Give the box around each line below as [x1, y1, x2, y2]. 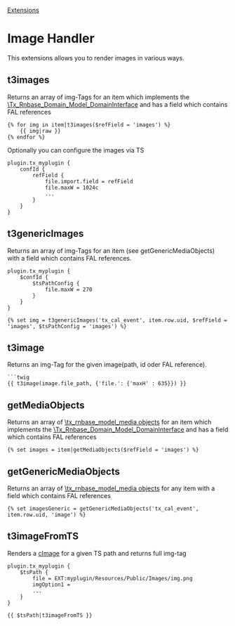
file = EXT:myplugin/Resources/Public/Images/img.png [32, 575, 193, 582]
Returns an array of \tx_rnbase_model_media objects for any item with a [7, 484, 215, 493]
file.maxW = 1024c [44, 184, 99, 191]
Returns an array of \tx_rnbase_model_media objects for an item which [7, 418, 212, 426]
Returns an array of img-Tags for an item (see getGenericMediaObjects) [7, 246, 215, 255]
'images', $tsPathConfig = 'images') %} [7, 322, 128, 330]
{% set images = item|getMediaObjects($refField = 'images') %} [7, 446, 199, 454]
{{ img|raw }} [20, 127, 61, 134]
